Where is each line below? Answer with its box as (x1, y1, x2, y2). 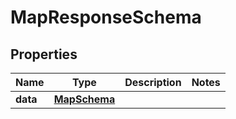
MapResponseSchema (10, 6, 202, 29)
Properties (10, 46, 78, 63)
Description (124, 76, 182, 89)
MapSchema (53, 92, 116, 106)
